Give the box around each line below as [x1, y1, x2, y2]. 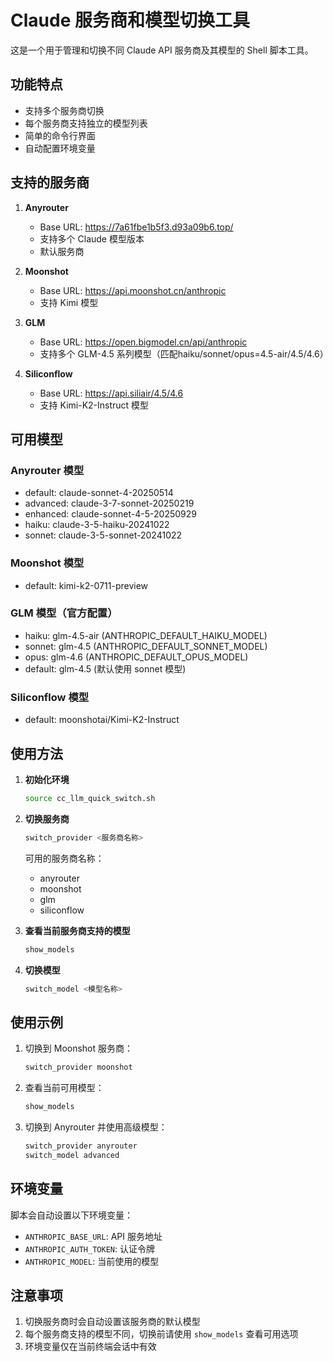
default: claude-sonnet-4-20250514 [24, 487, 174, 499]
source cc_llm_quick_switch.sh [24, 793, 156, 803]
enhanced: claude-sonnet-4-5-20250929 [24, 508, 197, 520]
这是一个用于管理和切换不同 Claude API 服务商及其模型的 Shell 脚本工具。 [10, 44, 314, 56]
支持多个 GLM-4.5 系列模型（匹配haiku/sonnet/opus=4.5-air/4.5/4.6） [39, 347, 329, 360]
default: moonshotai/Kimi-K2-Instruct [24, 714, 180, 726]
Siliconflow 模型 [10, 690, 90, 704]
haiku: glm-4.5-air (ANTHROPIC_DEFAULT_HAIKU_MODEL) [24, 629, 268, 641]
